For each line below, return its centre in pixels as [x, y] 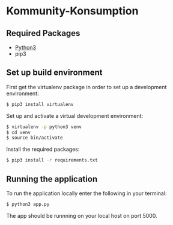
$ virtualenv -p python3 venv [44, 127]
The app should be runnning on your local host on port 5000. [82, 215]
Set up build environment [55, 73]
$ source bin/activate [35, 138]
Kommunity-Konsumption [72, 11]
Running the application [52, 179]
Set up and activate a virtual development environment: [75, 115]
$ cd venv [19, 132]
